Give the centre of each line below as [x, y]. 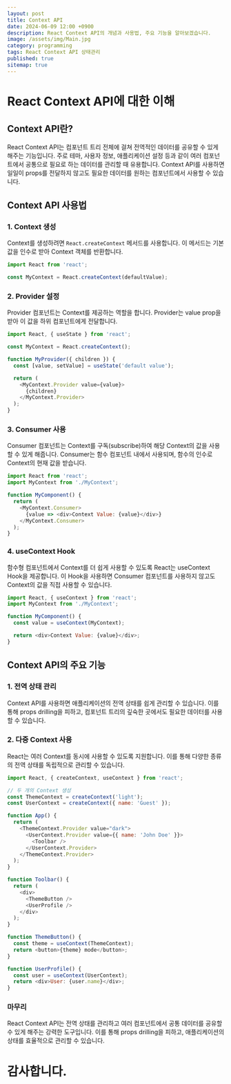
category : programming [40, 46]
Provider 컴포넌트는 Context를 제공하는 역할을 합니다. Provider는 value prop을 [114, 312]
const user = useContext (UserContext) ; [71, 975]
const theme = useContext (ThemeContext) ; [74, 944]
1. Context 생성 [32, 227]
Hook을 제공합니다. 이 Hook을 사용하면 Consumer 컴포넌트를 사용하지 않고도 [111, 576]
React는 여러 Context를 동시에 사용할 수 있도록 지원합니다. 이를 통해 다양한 [108, 756]
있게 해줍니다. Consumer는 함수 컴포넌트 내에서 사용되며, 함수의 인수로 [117, 454]
